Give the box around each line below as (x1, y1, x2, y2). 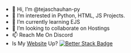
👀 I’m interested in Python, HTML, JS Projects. (11, 12, 125, 19)
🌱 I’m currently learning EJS (11, 18, 80, 25)
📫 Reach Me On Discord (11, 32, 73, 38)
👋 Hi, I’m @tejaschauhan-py (11, 6, 80, 13)
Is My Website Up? (11, 40, 58, 47)
